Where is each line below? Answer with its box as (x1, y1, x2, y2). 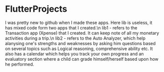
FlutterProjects (5, 3, 68, 15)
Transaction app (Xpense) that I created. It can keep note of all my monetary (5, 30, 159, 36)
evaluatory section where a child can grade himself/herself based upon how (5, 56, 159, 62)
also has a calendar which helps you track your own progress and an (5, 50, 144, 57)
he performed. (5, 61, 34, 67)
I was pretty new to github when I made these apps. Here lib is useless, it (5, 20, 153, 25)
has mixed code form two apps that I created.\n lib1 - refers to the (5, 24, 138, 30)
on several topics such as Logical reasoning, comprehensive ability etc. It (5, 46, 153, 51)
